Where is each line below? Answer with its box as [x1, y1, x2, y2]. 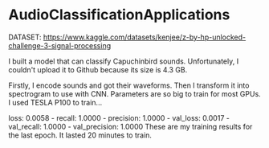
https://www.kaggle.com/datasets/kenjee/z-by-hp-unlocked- [43, 32, 247, 42]
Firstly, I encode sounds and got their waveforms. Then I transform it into [8, 80, 250, 90]
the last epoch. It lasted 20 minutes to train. [8, 130, 153, 140]
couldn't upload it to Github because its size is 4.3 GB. [8, 64, 188, 74]
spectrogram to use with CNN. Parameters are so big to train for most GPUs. [8, 88, 261, 98]
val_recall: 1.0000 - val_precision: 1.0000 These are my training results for [8, 121, 253, 131]
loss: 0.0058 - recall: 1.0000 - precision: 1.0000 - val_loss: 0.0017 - [8, 113, 230, 122]
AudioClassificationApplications [8, 6, 230, 24]
